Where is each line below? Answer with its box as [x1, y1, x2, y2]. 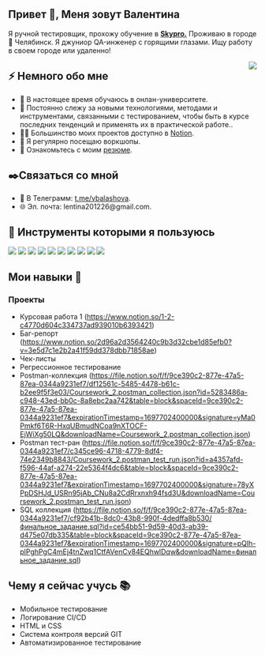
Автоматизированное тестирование [19, 638, 142, 647]
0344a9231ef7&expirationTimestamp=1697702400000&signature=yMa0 [19, 412, 256, 422]
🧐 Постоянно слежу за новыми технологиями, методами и [19, 103, 218, 112]
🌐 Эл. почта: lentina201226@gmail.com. [19, 202, 152, 212]
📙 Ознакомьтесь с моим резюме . [19, 145, 132, 154]
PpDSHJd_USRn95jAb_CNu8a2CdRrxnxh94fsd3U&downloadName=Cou [19, 487, 255, 498]
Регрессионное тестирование [19, 362, 121, 371]
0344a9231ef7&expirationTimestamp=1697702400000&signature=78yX [19, 480, 255, 489]
